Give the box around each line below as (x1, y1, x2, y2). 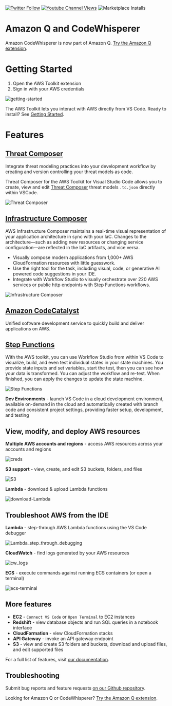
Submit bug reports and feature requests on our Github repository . (5, 685, 146, 691)
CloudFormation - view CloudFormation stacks (12, 630, 113, 636)
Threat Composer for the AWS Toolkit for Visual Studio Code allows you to (5, 178, 163, 184)
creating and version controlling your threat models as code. (5, 169, 133, 175)
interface (12, 624, 32, 630)
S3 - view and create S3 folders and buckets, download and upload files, (12, 641, 167, 647)
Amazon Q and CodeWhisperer (5, 23, 140, 34)
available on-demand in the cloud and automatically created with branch (5, 401, 159, 407)
